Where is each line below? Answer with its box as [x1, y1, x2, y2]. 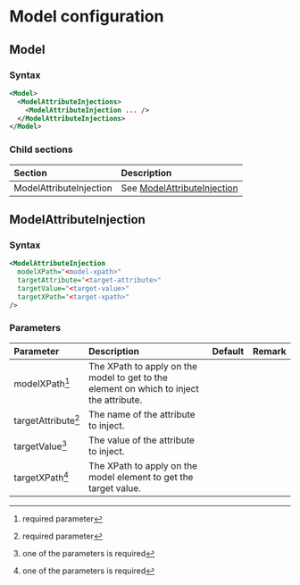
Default [212, 344, 245, 357]
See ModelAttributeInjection [121, 182, 238, 194]
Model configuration [9, 6, 164, 27]
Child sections [9, 143, 73, 156]
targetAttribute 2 [13, 413, 80, 427]
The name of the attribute [88, 408, 196, 420]
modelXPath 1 [13, 376, 71, 390]
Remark [253, 344, 287, 357]
